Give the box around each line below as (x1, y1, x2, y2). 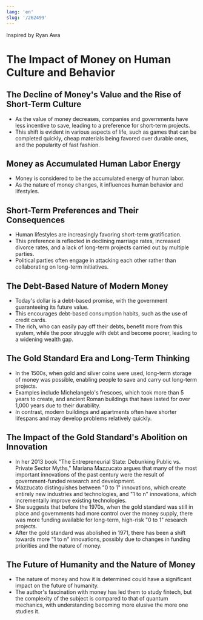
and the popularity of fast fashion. (15, 141, 100, 148)
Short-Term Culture (6, 99, 82, 109)
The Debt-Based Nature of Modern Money (6, 281, 168, 291)
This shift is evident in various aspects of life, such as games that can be (15, 128, 197, 136)
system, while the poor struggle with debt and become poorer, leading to (15, 329, 198, 336)
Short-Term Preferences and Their (6, 205, 139, 216)
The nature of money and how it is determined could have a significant (15, 576, 192, 583)
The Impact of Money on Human (6, 52, 171, 66)
